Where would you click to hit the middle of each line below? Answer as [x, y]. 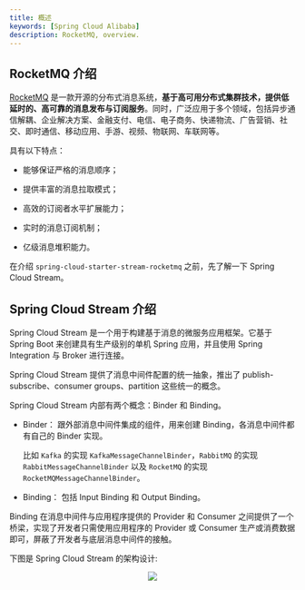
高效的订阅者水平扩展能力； [74, 209]
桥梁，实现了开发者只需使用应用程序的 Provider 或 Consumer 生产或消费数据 [152, 528]
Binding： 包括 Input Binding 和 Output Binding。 [114, 497]
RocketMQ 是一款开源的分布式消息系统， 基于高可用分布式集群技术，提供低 [149, 97]
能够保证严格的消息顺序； [70, 170]
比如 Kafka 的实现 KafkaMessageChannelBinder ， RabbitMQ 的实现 [140, 455]
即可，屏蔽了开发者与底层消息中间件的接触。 [93, 539]
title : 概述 [30, 18]
